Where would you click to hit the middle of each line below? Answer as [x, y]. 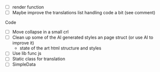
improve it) [23, 43]
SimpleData [24, 64]
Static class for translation [39, 59]
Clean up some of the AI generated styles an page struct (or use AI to [83, 37]
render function [28, 7]
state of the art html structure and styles [61, 48]
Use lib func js [27, 53]
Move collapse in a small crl [40, 32]
